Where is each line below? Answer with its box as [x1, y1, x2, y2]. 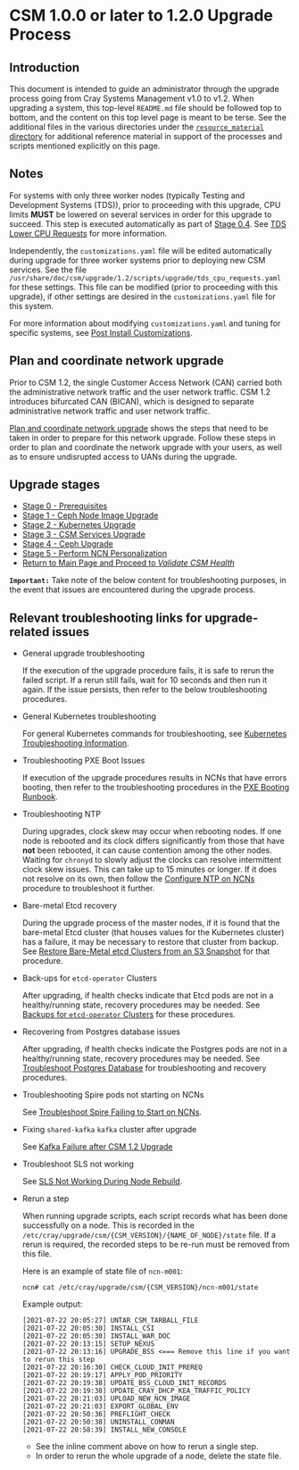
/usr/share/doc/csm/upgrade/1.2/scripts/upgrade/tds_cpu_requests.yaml [9, 273, 281, 282]
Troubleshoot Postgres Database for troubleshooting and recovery [21, 1063, 267, 1073]
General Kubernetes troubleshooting [21, 711, 156, 722]
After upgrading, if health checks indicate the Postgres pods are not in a [21, 1044, 287, 1055]
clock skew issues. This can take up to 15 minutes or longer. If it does [21, 864, 278, 875]
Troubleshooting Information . [21, 738, 129, 748]
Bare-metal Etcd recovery [21, 900, 118, 911]
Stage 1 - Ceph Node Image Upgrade [21, 510, 159, 521]
